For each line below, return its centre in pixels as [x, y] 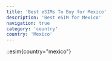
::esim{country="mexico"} [39, 51]
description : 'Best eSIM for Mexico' [54, 18]
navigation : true [28, 23]
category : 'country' [32, 29]
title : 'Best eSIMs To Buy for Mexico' [57, 12]
